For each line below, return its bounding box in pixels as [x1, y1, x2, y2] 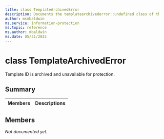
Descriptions [35, 100, 66, 106]
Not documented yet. [5, 129, 48, 135]
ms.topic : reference [5, 25, 47, 30]
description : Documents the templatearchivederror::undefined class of [5, 12, 154, 17]
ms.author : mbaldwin [5, 30, 47, 35]
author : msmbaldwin [5, 16, 45, 21]
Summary [5, 86, 36, 94]
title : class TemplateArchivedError [5, 7, 80, 12]
